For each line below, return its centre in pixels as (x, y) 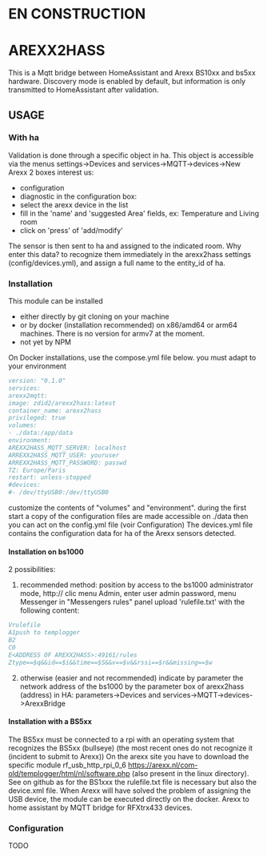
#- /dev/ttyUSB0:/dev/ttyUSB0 (59, 493)
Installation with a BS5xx (50, 722)
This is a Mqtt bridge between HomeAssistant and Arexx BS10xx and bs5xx (132, 73)
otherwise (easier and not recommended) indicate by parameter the (132, 678)
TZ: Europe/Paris (37, 470)
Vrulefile (25, 626)
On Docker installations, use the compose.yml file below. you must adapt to (132, 358)
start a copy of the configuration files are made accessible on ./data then (128, 517)
